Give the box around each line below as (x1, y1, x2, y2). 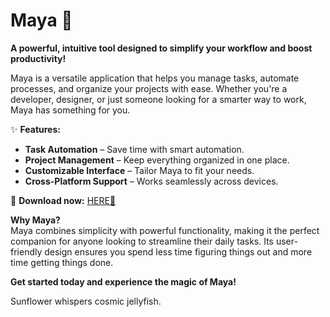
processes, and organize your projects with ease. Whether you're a (10, 82, 288, 94)
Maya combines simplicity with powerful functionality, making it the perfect (10, 224, 320, 236)
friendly (10, 245, 43, 258)
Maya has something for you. (10, 104, 131, 116)
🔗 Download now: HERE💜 (10, 194, 117, 206)
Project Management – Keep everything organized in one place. (24, 154, 290, 166)
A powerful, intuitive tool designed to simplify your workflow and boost (10, 42, 313, 54)
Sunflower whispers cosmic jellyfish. (10, 295, 162, 307)
